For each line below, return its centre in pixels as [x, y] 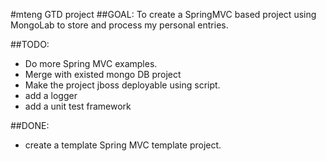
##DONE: [30, 125]
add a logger [51, 95]
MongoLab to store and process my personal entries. [119, 25]
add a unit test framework [78, 106]
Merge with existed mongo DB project [103, 74]
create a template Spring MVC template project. [123, 145]
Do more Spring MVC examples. [91, 63]
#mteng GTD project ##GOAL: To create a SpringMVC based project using [163, 14]
